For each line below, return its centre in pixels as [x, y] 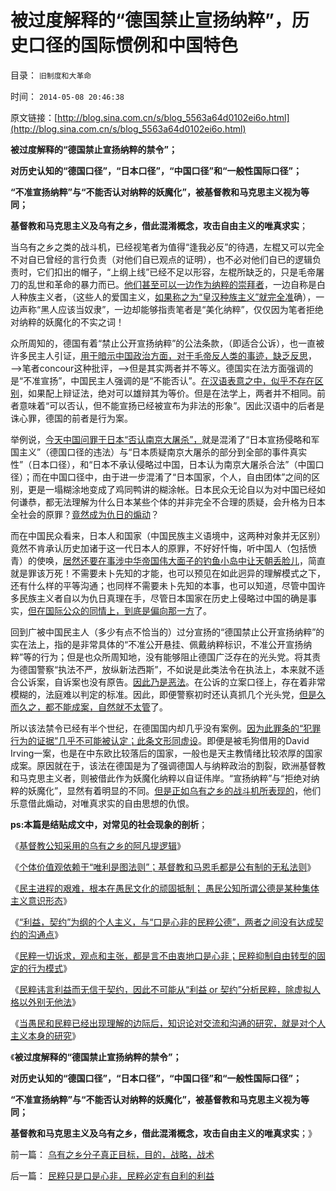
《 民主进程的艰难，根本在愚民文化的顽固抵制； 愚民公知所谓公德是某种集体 [165, 888]
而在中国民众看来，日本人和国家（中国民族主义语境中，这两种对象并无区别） [168, 535]
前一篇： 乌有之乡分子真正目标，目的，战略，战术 [112, 1154]
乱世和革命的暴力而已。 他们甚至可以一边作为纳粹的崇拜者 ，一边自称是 [172, 284]
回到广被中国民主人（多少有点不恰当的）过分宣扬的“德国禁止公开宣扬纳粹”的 [167, 632]
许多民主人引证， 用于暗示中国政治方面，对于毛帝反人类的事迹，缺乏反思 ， [163, 355]
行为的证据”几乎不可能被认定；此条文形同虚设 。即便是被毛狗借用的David [160, 740]
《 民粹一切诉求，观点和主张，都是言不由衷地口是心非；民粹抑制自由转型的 [163, 955]
